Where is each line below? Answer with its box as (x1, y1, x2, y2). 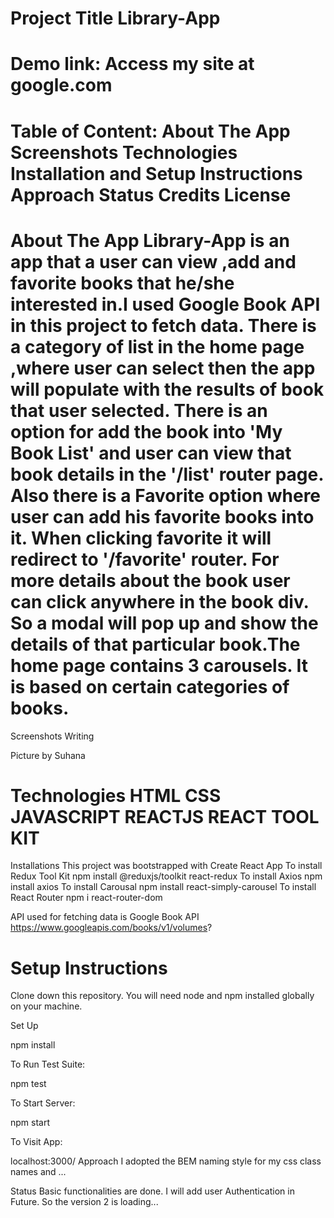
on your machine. (10, 1000, 83, 1012)
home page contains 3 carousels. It (10, 654, 309, 677)
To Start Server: (10, 1097, 76, 1109)
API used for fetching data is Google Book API (10, 911, 200, 923)
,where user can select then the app (10, 357, 316, 379)
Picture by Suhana (10, 749, 86, 761)
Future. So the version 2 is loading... (10, 1196, 159, 1208)
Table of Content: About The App (10, 120, 291, 142)
